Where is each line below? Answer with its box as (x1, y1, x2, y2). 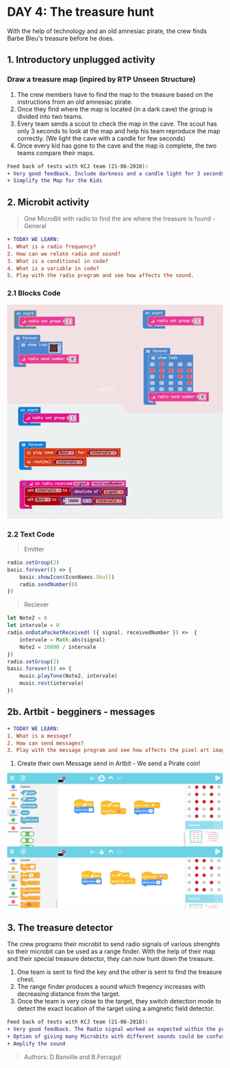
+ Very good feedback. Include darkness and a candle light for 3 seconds (7, 170, 225, 177)
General (23, 222, 47, 230)
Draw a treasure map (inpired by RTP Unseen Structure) (7, 75, 196, 84)
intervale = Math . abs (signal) (19, 636, 106, 643)
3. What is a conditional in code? (7, 258, 109, 264)
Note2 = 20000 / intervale (19, 644, 97, 650)
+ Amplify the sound (7, 1040, 66, 1047)
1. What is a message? (7, 732, 72, 739)
